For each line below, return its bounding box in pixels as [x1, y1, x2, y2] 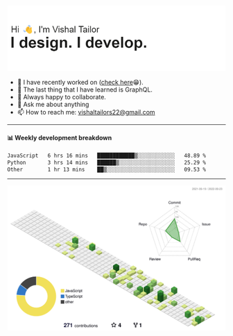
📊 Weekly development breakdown [7, 133, 112, 142]
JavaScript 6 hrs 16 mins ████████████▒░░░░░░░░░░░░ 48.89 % [7, 152, 207, 160]
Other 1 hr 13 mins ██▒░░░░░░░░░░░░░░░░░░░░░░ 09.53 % [7, 166, 207, 174]
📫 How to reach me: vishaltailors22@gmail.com [17, 108, 155, 117]
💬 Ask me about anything [17, 100, 89, 109]
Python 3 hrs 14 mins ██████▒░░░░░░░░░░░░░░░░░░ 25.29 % [7, 159, 207, 167]
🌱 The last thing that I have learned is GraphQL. [17, 85, 153, 94]
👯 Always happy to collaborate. [17, 93, 106, 101]
